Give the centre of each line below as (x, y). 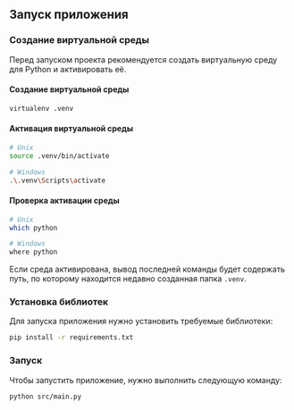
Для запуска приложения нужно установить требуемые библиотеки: (141, 322)
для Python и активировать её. (68, 69)
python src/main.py (46, 397)
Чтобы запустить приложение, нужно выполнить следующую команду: (146, 380)
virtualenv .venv (42, 108)
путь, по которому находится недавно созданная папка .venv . (128, 279)
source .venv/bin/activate (59, 155)
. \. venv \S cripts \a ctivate (57, 180)
